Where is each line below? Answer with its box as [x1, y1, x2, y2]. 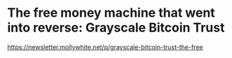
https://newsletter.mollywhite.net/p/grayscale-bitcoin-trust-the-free [7, 43, 203, 51]
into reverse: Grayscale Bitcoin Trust [7, 20, 225, 36]
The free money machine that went [7, 5, 215, 21]
